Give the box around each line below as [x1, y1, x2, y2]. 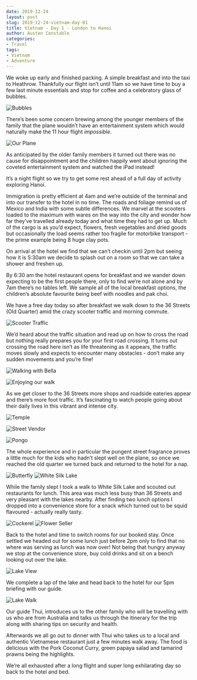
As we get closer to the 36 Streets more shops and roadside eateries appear [6, 389, 192, 397]
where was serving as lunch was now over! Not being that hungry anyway [6, 544, 185, 551]
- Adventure [6, 58, 35, 64]
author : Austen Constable [6, 31, 69, 36]
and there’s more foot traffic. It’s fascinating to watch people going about [6, 396, 182, 403]
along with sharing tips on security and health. [6, 620, 119, 627]
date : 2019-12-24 [6, 8, 49, 15]
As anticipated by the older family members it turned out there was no [6, 151, 176, 158]
